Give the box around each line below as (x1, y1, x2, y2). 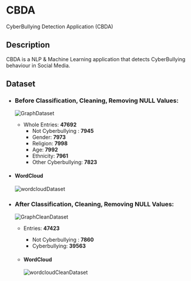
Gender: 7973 (32, 133, 66, 141)
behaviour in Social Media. (6, 62, 71, 69)
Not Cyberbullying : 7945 (32, 128, 94, 135)
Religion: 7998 (32, 140, 68, 147)
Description (6, 40, 50, 50)
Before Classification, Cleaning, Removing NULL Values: (14, 96, 179, 105)
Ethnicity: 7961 (32, 152, 69, 159)
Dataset (6, 79, 36, 89)
